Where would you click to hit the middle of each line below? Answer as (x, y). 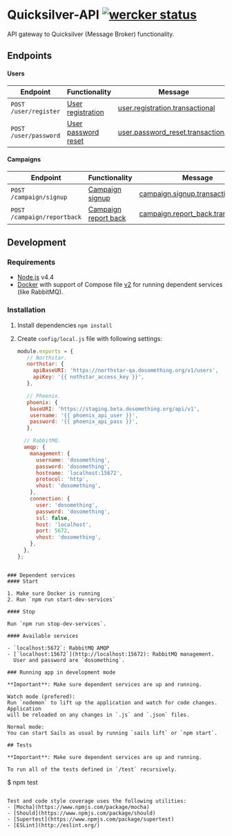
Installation (27, 310)
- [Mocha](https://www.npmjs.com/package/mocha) (78, 807)
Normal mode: (26, 727)
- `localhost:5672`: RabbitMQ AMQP (58, 648)
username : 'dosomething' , (73, 460)
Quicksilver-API (54, 15)
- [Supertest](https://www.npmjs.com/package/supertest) (91, 819)
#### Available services (43, 636)
